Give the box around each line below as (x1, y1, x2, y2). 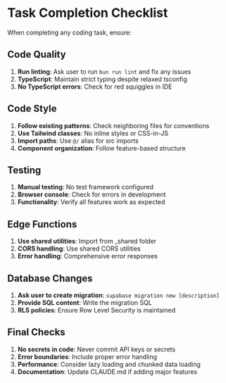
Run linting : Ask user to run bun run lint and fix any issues (17, 67, 192, 75)
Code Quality (7, 49, 66, 61)
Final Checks (7, 326, 65, 339)
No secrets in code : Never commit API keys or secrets (17, 345, 176, 353)
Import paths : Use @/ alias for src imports (17, 136, 139, 145)
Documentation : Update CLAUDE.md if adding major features (17, 368, 198, 376)
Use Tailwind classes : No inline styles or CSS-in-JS (17, 129, 169, 137)
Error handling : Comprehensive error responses (17, 252, 158, 260)
